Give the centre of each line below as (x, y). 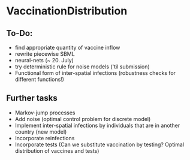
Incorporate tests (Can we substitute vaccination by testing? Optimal (99, 144)
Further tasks (32, 98)
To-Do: (19, 33)
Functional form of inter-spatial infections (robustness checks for (95, 73)
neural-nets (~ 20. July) (44, 60)
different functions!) (40, 79)
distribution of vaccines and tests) (57, 150)
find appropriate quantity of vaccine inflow (67, 47)
